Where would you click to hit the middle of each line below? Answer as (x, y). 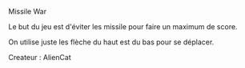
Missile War (27, 11)
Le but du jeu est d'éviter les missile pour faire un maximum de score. (123, 26)
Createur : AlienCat (40, 57)
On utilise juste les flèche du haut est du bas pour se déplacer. (111, 42)
